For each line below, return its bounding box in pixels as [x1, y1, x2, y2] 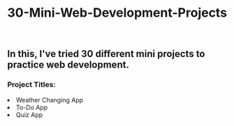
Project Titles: [7, 80, 56, 90]
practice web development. [7, 59, 129, 71]
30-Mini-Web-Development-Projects [7, 5, 228, 21]
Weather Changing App [16, 95, 84, 104]
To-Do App [16, 103, 48, 111]
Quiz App [16, 110, 43, 119]
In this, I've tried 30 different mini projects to [7, 48, 205, 60]
